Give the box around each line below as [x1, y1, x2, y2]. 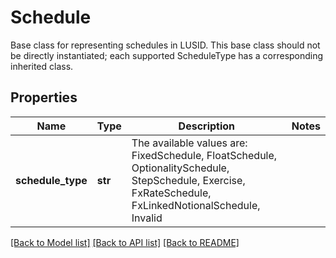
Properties [10, 89, 78, 106]
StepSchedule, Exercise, [131, 173, 246, 187]
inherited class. [10, 60, 74, 72]
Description [178, 119, 236, 133]
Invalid [131, 211, 163, 225]
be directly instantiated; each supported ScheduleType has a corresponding [10, 49, 324, 61]
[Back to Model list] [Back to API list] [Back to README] [10, 236, 240, 248]
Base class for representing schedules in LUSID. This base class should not [10, 39, 321, 51]
